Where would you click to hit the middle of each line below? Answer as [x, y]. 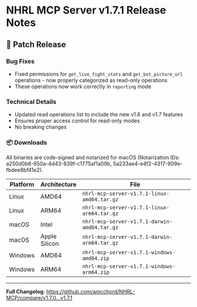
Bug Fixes [21, 61]
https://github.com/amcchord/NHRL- [91, 292]
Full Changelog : [26, 292]
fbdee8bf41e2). [25, 170]
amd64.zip [96, 258]
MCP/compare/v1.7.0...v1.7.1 [39, 298]
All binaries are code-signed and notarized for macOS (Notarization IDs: [93, 158]
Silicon [50, 243]
